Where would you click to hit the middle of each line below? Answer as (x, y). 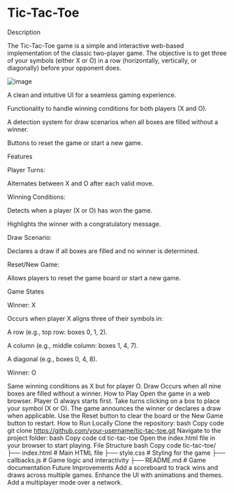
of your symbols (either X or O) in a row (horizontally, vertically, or (102, 60)
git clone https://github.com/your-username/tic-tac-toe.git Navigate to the (114, 430)
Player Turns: (26, 169)
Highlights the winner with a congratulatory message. (84, 224)
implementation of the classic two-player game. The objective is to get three (117, 53)
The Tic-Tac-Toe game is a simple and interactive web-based (96, 45)
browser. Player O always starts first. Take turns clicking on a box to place (114, 401)
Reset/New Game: (33, 264)
